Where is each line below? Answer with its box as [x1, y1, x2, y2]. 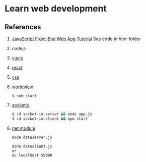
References [4, 23, 41, 31]
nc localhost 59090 [11, 153, 53, 158]
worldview [11, 84, 33, 90]
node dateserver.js [11, 135, 53, 140]
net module [11, 125, 35, 131]
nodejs [11, 46, 26, 51]
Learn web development [4, 3, 107, 14]
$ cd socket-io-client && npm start [11, 116, 88, 121]
